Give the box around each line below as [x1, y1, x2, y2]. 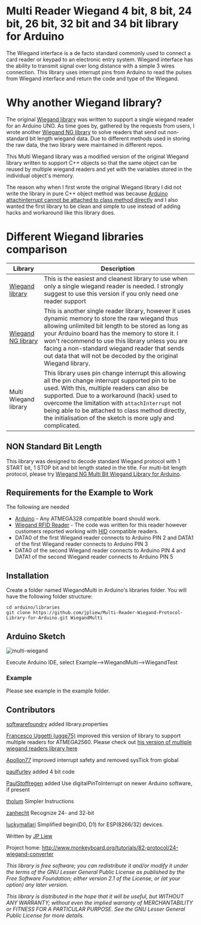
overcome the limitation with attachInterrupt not [44, 398, 182, 407]
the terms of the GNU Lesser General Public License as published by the [6, 869, 185, 876]
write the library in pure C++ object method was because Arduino [6, 190, 168, 197]
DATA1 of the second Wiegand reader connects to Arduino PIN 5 [14, 553, 173, 561]
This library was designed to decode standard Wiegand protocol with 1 [6, 457, 181, 465]
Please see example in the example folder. [6, 687, 111, 694]
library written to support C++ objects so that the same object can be [6, 159, 177, 166]
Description [100, 264, 135, 273]
